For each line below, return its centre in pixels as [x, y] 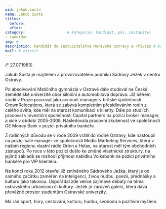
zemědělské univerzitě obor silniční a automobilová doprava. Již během [78, 94]
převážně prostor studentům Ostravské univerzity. [56, 192]
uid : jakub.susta [23, 10]
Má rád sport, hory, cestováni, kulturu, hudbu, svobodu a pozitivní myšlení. [81, 201]
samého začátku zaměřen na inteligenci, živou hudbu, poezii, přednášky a [81, 176]
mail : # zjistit [22, 51]
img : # [12, 42]
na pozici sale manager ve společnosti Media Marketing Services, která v [80, 140]
